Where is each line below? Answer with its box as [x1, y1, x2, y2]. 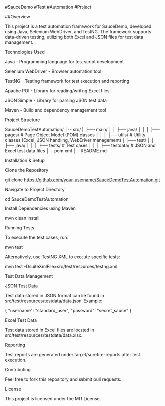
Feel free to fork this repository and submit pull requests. [5, 376, 122, 382]
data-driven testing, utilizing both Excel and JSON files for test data [5, 34, 143, 40]
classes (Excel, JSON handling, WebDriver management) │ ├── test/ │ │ [5, 137, 155, 143]
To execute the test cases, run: [5, 234, 69, 240]
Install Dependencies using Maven [5, 205, 76, 211]
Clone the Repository [5, 167, 49, 173]
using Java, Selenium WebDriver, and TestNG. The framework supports [5, 29, 152, 34]
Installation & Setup [5, 157, 45, 163]
